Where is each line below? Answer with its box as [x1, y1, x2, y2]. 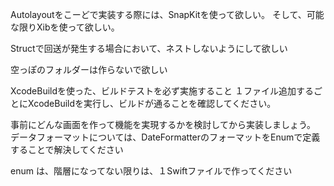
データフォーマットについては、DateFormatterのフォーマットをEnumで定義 [10, 131, 321, 143]
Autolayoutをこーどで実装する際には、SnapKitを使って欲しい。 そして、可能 [10, 9, 325, 20]
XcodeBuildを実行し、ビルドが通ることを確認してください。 [27, 98, 277, 109]
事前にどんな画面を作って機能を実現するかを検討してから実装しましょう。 [10, 119, 317, 130]
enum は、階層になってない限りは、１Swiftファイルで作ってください [10, 165, 293, 177]
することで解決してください [10, 144, 124, 155]
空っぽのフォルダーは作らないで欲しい [10, 64, 168, 75]
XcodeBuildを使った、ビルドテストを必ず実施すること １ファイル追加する [10, 85, 315, 97]
